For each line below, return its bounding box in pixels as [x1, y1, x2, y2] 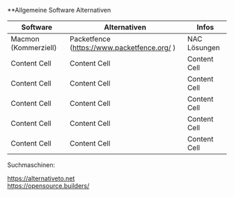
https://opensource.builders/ [7, 182, 90, 190]
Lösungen [187, 43, 221, 52]
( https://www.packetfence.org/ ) [69, 43, 176, 52]
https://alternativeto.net [7, 174, 75, 182]
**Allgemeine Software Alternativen [7, 6, 111, 14]
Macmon [10, 34, 40, 44]
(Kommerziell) [10, 43, 57, 52]
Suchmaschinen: [7, 161, 56, 169]
